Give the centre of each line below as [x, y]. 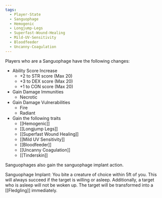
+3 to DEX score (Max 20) [46, 81]
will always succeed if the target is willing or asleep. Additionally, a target [80, 180]
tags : [11, 10]
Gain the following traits [36, 118]
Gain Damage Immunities [38, 92]
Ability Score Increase [35, 71]
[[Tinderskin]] [34, 155]
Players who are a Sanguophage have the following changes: [67, 61]
